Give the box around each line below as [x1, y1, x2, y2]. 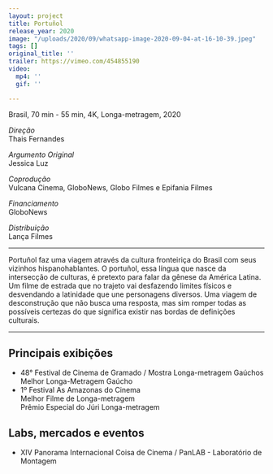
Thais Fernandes [8, 133, 65, 143]
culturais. [8, 315, 40, 325]
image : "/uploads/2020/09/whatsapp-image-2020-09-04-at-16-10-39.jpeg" [8, 34, 256, 43]
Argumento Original [8, 150, 75, 159]
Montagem [19, 456, 57, 466]
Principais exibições [8, 346, 114, 360]
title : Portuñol [8, 20, 63, 28]
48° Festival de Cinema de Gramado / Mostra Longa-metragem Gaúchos [19, 367, 264, 378]
